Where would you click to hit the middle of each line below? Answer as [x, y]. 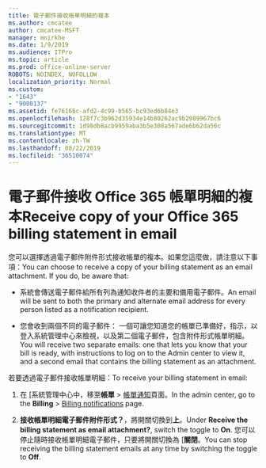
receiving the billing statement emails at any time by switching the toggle [138, 449]
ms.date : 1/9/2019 [38, 45]
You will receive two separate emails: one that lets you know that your [133, 344]
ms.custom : [26, 89]
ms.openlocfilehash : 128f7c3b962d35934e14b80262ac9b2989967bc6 [115, 119]
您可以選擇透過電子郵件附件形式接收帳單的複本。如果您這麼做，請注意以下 [129, 257]
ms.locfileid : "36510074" [51, 155]
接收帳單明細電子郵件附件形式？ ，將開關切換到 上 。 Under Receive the [134, 420]
